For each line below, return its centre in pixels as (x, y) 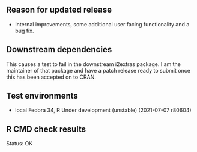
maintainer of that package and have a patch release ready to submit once (98, 70)
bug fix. (24, 31)
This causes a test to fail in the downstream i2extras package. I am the (94, 64)
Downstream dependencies (59, 50)
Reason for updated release (59, 10)
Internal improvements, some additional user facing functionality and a (102, 24)
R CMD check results (46, 129)
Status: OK (20, 144)
